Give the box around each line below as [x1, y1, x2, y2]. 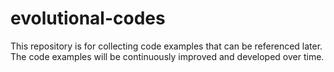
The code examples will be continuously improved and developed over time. [10, 50, 325, 62]
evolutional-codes [10, 7, 166, 30]
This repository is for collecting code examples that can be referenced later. [10, 40, 323, 52]
